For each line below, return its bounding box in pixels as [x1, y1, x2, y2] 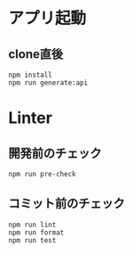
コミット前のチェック [8, 196, 125, 211]
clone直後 [8, 46, 64, 61]
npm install [8, 70, 52, 79]
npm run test [8, 235, 57, 245]
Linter [8, 108, 52, 128]
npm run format [8, 228, 65, 237]
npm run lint [8, 220, 57, 229]
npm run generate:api [8, 78, 89, 87]
